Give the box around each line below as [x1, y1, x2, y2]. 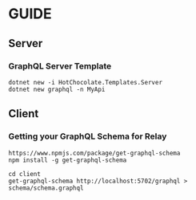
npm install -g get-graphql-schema [8, 156, 127, 164]
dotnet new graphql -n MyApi [8, 85, 106, 93]
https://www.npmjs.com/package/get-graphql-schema [8, 149, 181, 157]
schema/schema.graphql [8, 184, 84, 192]
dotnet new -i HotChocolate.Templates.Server [8, 78, 162, 86]
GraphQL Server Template [8, 61, 112, 72]
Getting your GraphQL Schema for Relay [8, 131, 167, 142]
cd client [8, 170, 42, 178]
